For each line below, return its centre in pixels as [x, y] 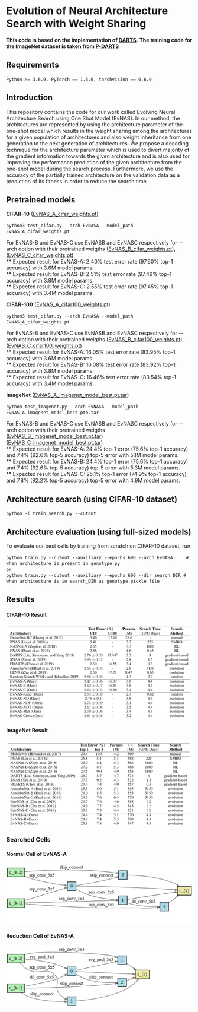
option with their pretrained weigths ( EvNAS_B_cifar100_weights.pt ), [101, 340]
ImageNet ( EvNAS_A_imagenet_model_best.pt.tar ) [68, 395]
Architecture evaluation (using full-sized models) [99, 532]
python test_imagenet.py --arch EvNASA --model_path [72, 407]
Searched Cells [28, 840]
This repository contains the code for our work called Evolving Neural [91, 112]
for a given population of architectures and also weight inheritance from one [99, 137]
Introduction [30, 98]
